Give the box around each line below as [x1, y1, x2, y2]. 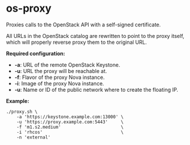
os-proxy [6, 2, 52, 15]
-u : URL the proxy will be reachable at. [14, 67, 107, 74]
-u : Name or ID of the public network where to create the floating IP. [14, 86, 179, 93]
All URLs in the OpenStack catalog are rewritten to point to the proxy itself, [6, 32, 185, 39]
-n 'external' [16, 134, 51, 140]
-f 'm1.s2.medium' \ [16, 124, 124, 130]
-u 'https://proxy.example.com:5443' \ [16, 119, 124, 125]
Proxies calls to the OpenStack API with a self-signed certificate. [6, 21, 161, 28]
